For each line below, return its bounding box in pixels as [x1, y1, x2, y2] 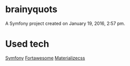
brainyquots [5, 4, 57, 15]
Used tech [5, 38, 49, 50]
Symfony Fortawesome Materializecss [5, 55, 85, 61]
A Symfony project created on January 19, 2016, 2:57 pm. [5, 20, 125, 26]
